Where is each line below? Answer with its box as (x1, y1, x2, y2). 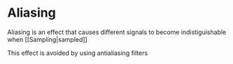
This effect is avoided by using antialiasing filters (7, 49, 148, 57)
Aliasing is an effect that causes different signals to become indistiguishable (7, 28, 227, 36)
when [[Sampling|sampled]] (7, 35, 87, 43)
